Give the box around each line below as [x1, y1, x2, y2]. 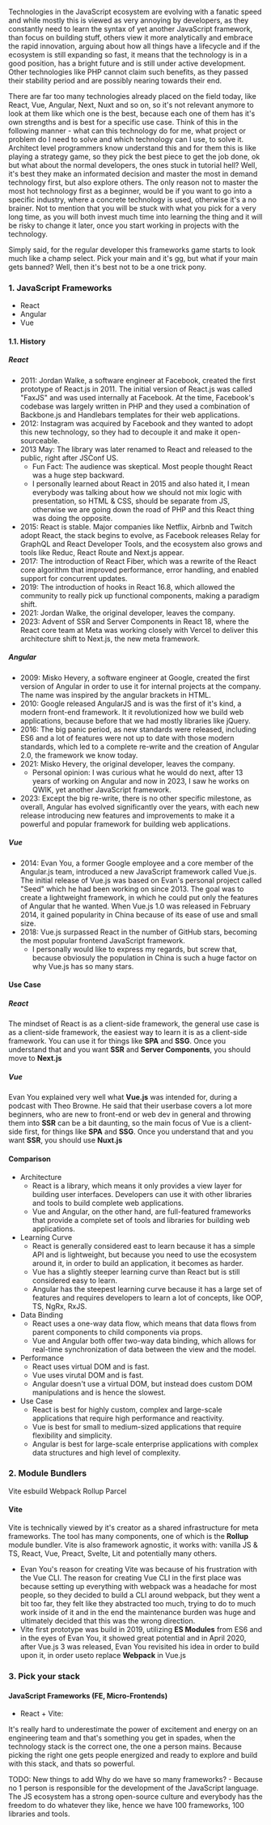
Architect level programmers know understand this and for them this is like [8, 143, 257, 152]
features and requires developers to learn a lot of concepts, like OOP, [32, 1293, 263, 1302]
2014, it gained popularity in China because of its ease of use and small [19, 909, 259, 919]
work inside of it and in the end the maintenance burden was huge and [19, 1608, 256, 1618]
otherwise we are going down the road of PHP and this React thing [32, 504, 255, 514]
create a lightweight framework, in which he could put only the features [19, 892, 259, 902]
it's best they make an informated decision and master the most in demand [8, 169, 258, 178]
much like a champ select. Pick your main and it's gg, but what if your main [8, 254, 259, 263]
